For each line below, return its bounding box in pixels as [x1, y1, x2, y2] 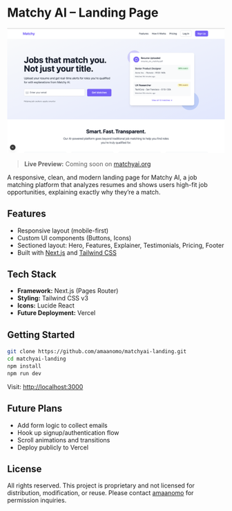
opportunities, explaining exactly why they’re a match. [7, 188, 161, 196]
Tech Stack [7, 269, 57, 280]
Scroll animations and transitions [17, 436, 110, 444]
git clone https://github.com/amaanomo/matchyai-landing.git [7, 348, 187, 355]
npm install [7, 363, 41, 370]
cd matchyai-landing [7, 355, 67, 363]
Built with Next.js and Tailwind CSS [17, 248, 117, 257]
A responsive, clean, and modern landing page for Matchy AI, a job [7, 173, 197, 181]
